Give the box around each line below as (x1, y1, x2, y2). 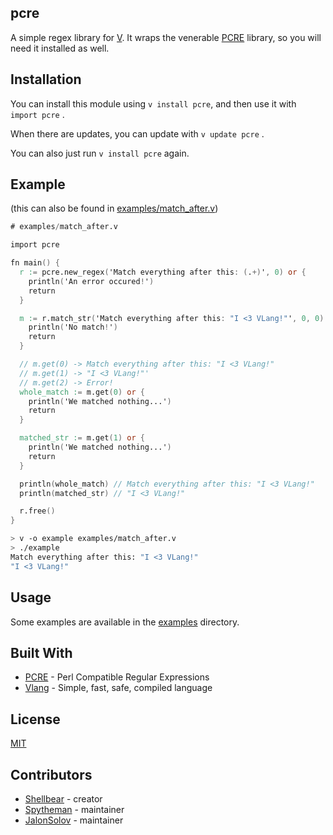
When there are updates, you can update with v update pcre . (10, 127, 265, 140)
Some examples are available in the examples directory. (10, 616, 240, 628)
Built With (10, 644, 73, 661)
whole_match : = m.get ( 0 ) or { (19, 387, 145, 397)
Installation (10, 71, 82, 88)
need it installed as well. (10, 42, 110, 54)
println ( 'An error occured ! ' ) (28, 276, 155, 286)
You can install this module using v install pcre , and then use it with (10, 97, 297, 110)
